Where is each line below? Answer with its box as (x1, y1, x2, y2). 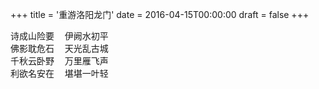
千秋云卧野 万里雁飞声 (10, 56, 109, 67)
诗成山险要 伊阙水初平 (10, 31, 109, 42)
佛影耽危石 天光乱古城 (10, 43, 109, 54)
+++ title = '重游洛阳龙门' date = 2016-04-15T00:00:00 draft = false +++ (10, 9, 310, 20)
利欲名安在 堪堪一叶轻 (10, 68, 109, 79)
